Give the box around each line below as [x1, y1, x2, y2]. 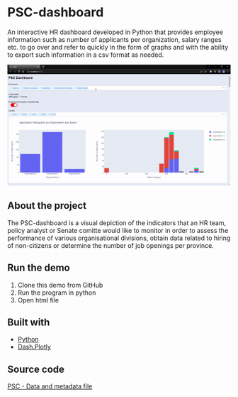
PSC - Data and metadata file [7, 382, 93, 391]
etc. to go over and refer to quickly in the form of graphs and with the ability [7, 43, 229, 51]
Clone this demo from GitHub [17, 281, 103, 289]
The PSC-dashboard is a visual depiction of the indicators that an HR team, [7, 218, 227, 227]
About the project [7, 200, 87, 212]
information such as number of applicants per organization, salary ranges [7, 35, 222, 43]
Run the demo [7, 262, 71, 274]
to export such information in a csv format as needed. [7, 50, 164, 59]
